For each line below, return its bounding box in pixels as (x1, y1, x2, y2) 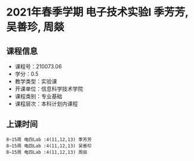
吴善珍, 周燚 (6, 20, 64, 34)
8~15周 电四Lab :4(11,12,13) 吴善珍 (6, 143, 92, 149)
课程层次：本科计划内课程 (14, 100, 78, 107)
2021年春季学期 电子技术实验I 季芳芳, (6, 5, 189, 19)
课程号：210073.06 (14, 63, 62, 70)
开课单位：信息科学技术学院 (14, 85, 84, 92)
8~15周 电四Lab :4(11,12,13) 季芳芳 (6, 137, 92, 143)
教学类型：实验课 (14, 78, 57, 85)
